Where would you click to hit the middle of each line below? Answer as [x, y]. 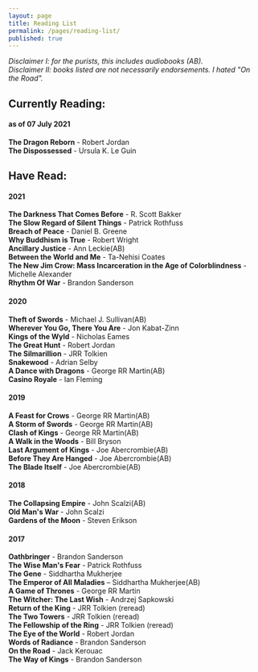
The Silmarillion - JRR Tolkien [58, 353]
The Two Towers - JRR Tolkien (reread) [74, 616]
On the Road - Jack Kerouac [55, 651]
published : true [35, 38]
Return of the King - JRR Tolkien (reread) [77, 608]
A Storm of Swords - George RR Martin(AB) [81, 424]
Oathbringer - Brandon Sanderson [66, 557]
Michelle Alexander [40, 274]
